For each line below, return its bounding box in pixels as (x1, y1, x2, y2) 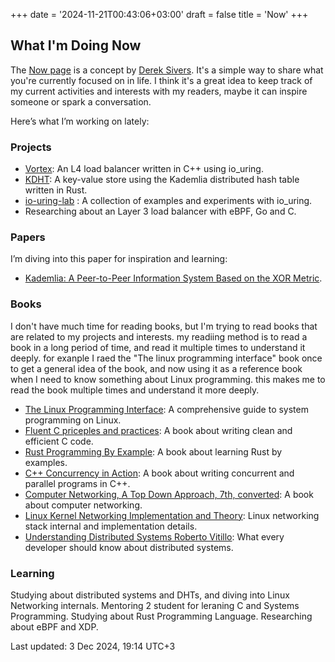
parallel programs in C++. (24, 477, 131, 489)
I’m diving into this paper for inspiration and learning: (10, 253, 228, 265)
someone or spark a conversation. (10, 95, 152, 108)
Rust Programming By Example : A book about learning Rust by (24, 445, 283, 458)
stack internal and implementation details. (24, 520, 198, 532)
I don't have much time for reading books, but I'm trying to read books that (10, 320, 318, 332)
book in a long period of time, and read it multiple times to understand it (10, 341, 306, 353)
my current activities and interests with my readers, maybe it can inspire (10, 85, 308, 97)
